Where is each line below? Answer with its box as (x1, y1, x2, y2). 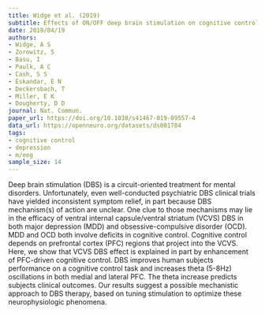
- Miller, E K (8, 92, 55, 100)
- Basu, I (8, 56, 41, 64)
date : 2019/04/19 (8, 26, 65, 34)
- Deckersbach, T (8, 84, 65, 93)
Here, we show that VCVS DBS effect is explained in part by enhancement (8, 247, 248, 256)
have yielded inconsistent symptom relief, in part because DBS (8, 196, 212, 206)
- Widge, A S (8, 41, 51, 49)
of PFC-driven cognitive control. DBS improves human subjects (8, 256, 215, 265)
